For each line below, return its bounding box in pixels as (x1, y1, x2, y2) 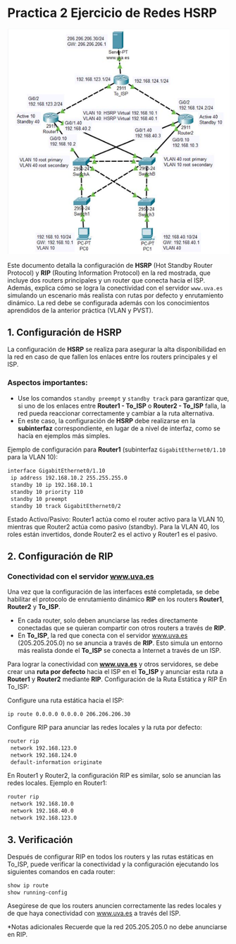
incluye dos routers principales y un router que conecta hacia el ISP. (7, 276, 206, 284)
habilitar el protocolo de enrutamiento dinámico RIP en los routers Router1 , (7, 595, 224, 603)
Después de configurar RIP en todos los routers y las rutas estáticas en (7, 853, 213, 861)
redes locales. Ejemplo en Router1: (7, 779, 107, 787)
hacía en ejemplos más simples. (17, 431, 111, 439)
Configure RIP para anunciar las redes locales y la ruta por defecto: (7, 723, 203, 732)
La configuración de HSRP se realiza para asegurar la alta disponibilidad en (7, 345, 226, 354)
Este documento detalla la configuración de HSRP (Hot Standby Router (7, 261, 213, 269)
